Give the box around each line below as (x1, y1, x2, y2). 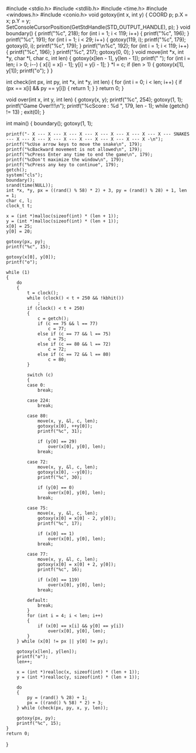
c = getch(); (37, 316, 69, 321)
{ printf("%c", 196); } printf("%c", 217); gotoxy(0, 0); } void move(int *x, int (6, 49, 184, 55)
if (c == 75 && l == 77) (37, 321, 98, 327)
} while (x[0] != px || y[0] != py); (16, 638, 109, 644)
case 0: (27, 382, 46, 388)
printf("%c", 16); (37, 567, 82, 573)
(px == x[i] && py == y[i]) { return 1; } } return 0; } (6, 85, 124, 91)
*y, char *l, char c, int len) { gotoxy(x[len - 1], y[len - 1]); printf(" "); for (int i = (6, 55, 191, 61)
